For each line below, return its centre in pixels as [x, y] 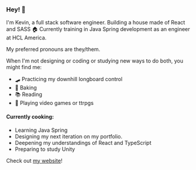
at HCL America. [26, 38]
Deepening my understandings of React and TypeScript [83, 143]
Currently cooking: [30, 116]
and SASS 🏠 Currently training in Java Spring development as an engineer [98, 29]
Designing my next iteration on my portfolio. [69, 136]
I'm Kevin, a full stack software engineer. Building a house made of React [96, 23]
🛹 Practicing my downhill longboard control [69, 79]
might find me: [24, 67]
